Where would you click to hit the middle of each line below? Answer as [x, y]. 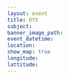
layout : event [28, 13]
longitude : [23, 58]
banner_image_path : [35, 33]
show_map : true [29, 52]
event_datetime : [30, 39]
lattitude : [23, 65]
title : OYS [23, 20]
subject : [20, 26]
